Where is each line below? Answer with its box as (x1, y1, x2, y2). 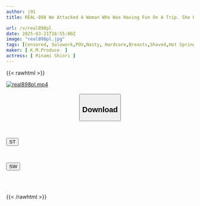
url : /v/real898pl (6, 25, 52, 31)
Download (82, 105, 118, 114)
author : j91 (6, 8, 36, 15)
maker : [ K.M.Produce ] (6, 47, 68, 54)
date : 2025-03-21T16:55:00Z (6, 30, 76, 36)
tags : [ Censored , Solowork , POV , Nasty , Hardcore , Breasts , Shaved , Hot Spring (6, 42, 196, 48)
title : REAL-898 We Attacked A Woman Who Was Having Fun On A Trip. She (6, 14, 190, 20)
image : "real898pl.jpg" (6, 36, 65, 42)
